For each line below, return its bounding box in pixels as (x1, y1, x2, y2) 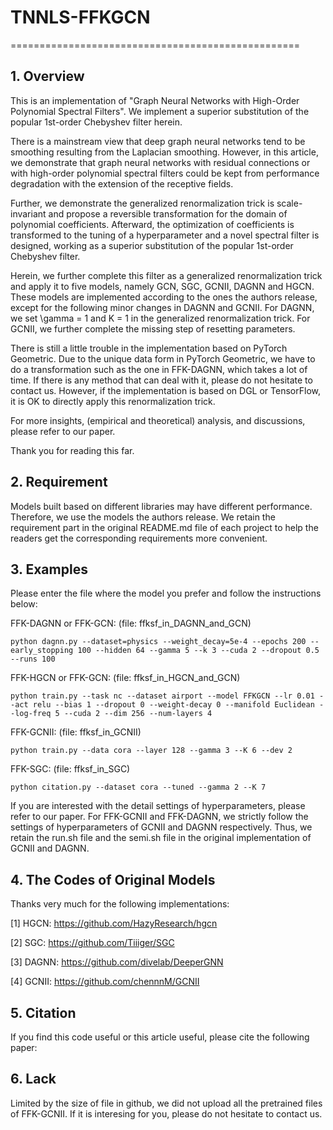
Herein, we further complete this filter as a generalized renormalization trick (10, 269, 323, 281)
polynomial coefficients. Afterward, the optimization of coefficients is (10, 218, 295, 230)
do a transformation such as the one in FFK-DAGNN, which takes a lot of (10, 363, 308, 375)
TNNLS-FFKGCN (10, 6, 151, 29)
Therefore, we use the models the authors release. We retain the (10, 511, 276, 523)
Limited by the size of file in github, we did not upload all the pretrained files (10, 1097, 323, 1109)
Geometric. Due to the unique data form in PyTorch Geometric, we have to (10, 352, 316, 365)
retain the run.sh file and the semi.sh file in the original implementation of (10, 832, 312, 844)
